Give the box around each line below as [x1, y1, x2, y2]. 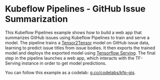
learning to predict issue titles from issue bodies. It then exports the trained [5, 45, 155, 51]
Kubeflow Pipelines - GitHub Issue [5, 3, 146, 14]
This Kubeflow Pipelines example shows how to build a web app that [5, 29, 142, 35]
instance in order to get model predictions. [21, 60, 107, 66]
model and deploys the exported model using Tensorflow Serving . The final [5, 50, 156, 56]
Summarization [5, 13, 68, 25]
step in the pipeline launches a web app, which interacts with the [5, 55, 135, 61]
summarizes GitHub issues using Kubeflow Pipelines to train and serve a [5, 35, 150, 40]
